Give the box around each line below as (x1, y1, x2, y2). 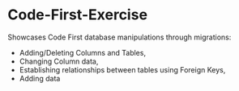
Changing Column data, (19, 56, 99, 66)
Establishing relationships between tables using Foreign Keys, (19, 64, 226, 74)
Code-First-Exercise (7, 6, 147, 24)
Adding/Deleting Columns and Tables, (19, 48, 147, 57)
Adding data (19, 73, 61, 83)
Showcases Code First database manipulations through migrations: (7, 32, 232, 42)
